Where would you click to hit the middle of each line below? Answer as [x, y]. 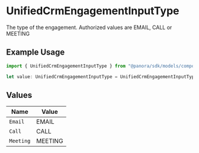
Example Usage [36, 52]
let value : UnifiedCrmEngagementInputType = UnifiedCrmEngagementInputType [102, 76]
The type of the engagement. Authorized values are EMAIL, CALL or [89, 27]
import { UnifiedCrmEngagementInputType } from [66, 66]
